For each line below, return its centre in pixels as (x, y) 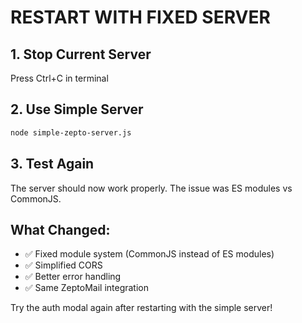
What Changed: (60, 229)
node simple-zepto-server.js (71, 132)
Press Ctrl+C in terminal (59, 78)
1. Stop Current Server (81, 54)
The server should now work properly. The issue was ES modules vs (151, 188)
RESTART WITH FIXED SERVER (140, 17)
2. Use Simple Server (77, 109)
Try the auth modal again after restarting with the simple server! (141, 308)
